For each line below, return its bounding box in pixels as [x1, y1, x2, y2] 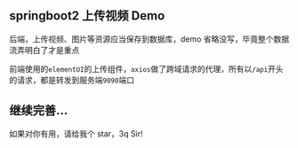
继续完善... [9, 103, 68, 118]
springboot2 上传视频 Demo [9, 8, 165, 24]
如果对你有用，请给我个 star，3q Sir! [9, 128, 143, 139]
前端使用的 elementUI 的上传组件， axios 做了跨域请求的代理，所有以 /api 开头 [9, 63, 284, 74]
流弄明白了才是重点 [9, 44, 80, 55]
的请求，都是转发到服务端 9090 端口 [9, 74, 135, 85]
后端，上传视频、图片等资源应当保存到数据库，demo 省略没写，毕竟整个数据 [9, 34, 290, 44]
